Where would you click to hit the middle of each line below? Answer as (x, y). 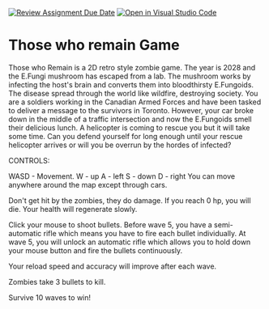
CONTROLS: (29, 160)
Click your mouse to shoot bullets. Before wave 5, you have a (110, 224)
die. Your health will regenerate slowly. (73, 209)
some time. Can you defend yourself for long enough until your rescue (126, 136)
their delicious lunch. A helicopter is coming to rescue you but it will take (129, 127)
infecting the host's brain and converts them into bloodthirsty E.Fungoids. (131, 84)
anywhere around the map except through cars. (88, 184)
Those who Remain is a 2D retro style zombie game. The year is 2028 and (132, 67)
